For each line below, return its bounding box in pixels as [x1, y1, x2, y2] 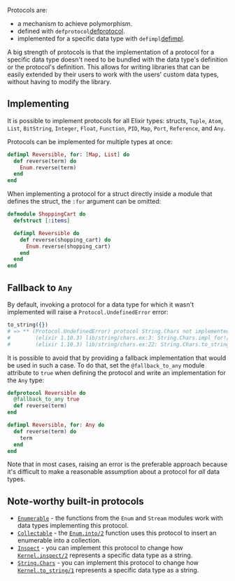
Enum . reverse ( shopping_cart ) [25, 243, 111, 250]
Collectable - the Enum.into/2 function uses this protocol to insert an [17, 528, 217, 538]
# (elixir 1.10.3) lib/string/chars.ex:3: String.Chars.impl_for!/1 [7, 334, 233, 342]
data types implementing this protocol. [17, 521, 129, 530]
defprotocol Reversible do [7, 389, 86, 396]
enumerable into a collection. [17, 536, 101, 545]
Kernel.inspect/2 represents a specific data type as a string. [17, 551, 193, 559]
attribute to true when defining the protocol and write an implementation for [7, 368, 226, 377]
